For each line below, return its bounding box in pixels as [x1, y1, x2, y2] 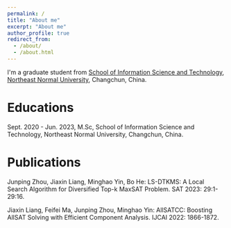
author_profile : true [7, 29, 70, 37]
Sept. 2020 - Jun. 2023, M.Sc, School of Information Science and [7, 122, 195, 131]
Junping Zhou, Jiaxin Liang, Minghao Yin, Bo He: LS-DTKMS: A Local [7, 177, 205, 186]
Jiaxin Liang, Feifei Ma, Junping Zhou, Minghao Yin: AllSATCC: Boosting [7, 206, 213, 214]
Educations [7, 100, 74, 115]
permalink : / [7, 10, 45, 17]
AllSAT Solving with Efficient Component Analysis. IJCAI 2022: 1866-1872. [7, 213, 220, 221]
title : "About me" [7, 17, 60, 24]
